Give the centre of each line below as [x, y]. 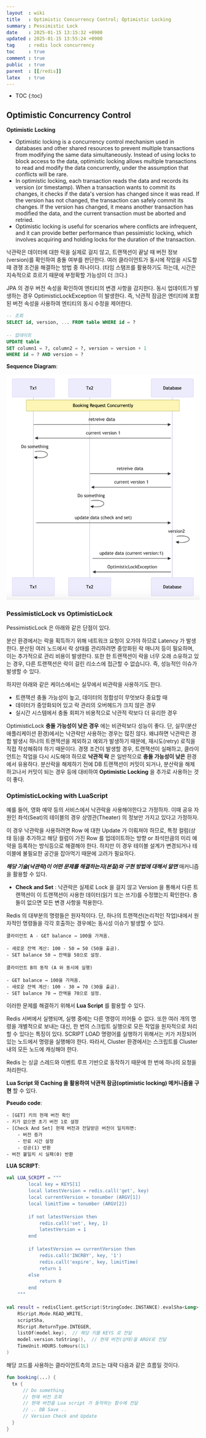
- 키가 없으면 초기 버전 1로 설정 [43, 1122]
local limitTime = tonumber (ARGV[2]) [78, 1204]
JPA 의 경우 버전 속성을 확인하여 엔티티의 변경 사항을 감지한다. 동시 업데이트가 [100, 288]
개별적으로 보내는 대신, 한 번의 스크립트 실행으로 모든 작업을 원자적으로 [102, 1027]
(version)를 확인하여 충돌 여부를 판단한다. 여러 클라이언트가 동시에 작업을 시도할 [102, 260]
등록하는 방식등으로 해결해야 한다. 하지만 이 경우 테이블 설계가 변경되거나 [104, 846]
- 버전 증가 [30, 1135]
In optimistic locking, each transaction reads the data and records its [102, 181]
